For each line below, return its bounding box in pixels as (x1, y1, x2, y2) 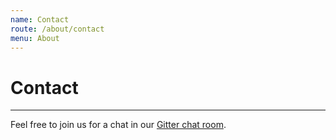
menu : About (10, 33, 60, 43)
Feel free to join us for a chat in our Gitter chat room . (10, 119, 227, 131)
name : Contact (10, 14, 70, 25)
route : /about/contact (10, 24, 105, 34)
